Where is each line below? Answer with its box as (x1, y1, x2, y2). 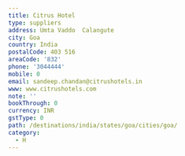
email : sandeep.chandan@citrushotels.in (8, 77, 143, 85)
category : (8, 128, 41, 136)
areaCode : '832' (8, 56, 61, 64)
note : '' (8, 92, 37, 100)
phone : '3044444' (8, 63, 65, 71)
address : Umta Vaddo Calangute (8, 26, 114, 34)
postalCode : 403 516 (8, 48, 76, 56)
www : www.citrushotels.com (8, 84, 97, 93)
